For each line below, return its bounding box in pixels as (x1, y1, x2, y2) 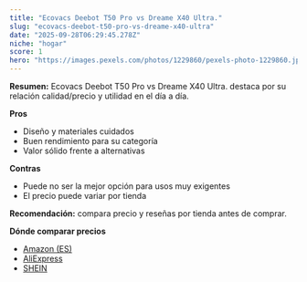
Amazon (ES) (22, 244, 73, 254)
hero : (9, 56, 30, 65)
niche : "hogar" (9, 38, 68, 48)
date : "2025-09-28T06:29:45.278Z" (9, 30, 142, 39)
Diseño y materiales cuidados (22, 126, 134, 137)
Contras (9, 163, 41, 173)
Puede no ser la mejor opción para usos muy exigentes (22, 181, 231, 192)
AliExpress (22, 253, 63, 264)
